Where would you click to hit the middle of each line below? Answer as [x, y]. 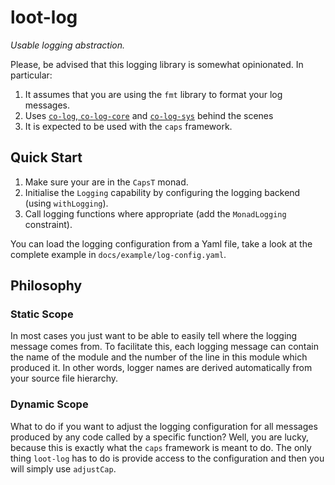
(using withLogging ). [66, 203]
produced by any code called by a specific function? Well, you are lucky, [160, 437]
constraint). [48, 224]
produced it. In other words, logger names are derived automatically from [161, 368]
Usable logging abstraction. [68, 45]
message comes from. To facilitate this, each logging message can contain [164, 347]
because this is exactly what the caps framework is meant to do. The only [161, 447]
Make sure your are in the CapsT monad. [106, 182]
